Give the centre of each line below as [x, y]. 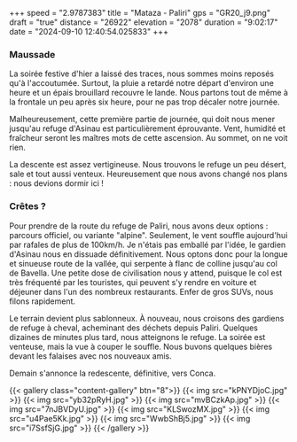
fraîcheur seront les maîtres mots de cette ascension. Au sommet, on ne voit [148, 138]
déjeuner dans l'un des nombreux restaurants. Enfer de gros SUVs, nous [141, 291]
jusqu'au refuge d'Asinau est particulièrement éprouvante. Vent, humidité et [148, 128]
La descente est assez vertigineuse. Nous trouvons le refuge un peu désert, [148, 165]
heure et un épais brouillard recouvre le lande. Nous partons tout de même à [148, 93]
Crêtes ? [27, 206]
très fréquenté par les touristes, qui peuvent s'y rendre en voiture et [133, 282]
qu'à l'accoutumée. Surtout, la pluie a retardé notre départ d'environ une [142, 83]
